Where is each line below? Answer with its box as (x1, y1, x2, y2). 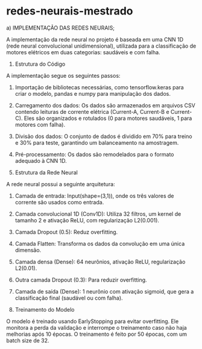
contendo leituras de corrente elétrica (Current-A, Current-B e (14, 108, 170, 115)
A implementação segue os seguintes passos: (6, 72, 121, 79)
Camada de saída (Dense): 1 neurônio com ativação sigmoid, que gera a (14, 288, 194, 295)
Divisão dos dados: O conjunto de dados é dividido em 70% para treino (14, 133, 192, 140)
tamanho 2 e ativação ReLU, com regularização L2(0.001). (14, 216, 160, 224)
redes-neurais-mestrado (6, 4, 133, 18)
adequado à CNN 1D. (14, 157, 68, 164)
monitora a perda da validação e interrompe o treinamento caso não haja (6, 324, 187, 331)
